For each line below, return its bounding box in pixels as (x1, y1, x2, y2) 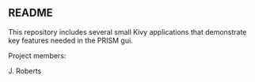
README (8, 6, 53, 20)
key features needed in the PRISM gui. (8, 35, 133, 45)
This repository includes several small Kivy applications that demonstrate (8, 27, 247, 36)
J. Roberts (8, 66, 42, 76)
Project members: (8, 50, 67, 60)
